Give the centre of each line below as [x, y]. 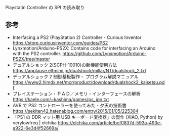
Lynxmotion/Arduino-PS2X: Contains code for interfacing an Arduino [84, 48]
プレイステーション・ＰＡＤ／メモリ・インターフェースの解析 [76, 94]
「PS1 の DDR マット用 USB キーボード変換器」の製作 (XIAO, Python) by [88, 117]
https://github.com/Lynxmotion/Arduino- [104, 53]
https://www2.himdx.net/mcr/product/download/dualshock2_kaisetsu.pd [89, 82]
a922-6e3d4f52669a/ [35, 128]
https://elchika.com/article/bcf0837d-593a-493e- [110, 122]
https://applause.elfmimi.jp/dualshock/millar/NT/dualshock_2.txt [79, 70]
